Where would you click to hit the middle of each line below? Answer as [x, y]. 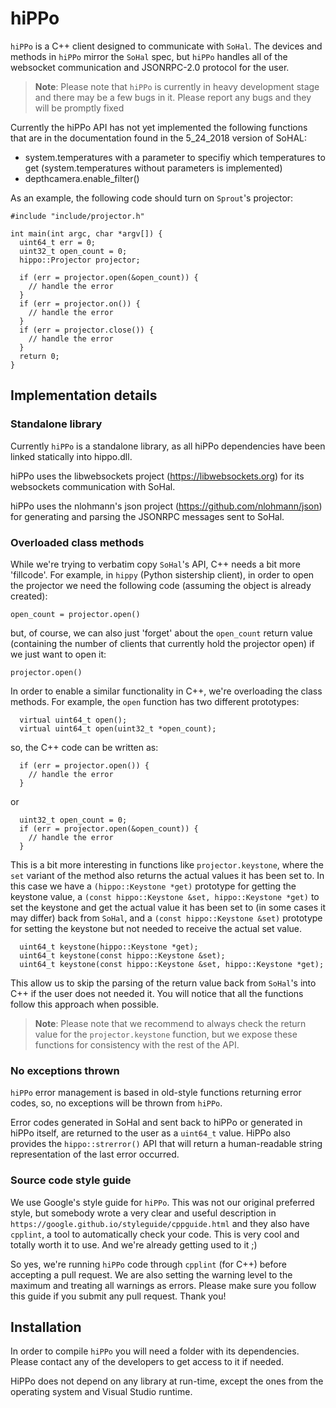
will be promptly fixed [79, 108]
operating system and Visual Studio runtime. [101, 1392]
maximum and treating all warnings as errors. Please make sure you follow [163, 1285]
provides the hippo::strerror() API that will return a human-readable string [166, 1144]
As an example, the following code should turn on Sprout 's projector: [152, 198]
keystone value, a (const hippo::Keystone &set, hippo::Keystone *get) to [165, 896]
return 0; [39, 356]
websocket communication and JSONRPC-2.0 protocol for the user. [150, 67]
